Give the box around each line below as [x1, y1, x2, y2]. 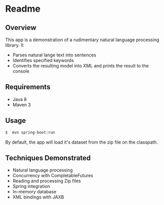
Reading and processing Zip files [12, 178, 81, 184]
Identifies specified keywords [12, 57, 74, 63]
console [12, 68, 29, 74]
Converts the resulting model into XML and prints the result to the [12, 63, 149, 69]
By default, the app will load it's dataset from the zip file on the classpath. [5, 139, 158, 145]
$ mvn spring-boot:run [5, 130, 56, 135]
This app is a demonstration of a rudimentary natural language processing [5, 37, 159, 43]
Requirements [5, 83, 50, 91]
